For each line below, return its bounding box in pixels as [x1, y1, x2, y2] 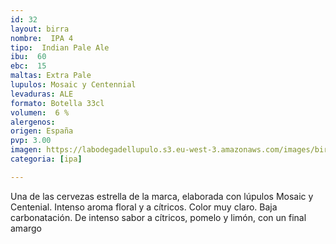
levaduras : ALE [10, 89, 74, 99]
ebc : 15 [10, 61, 47, 71]
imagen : [10, 145, 43, 155]
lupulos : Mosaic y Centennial [10, 80, 137, 90]
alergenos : [10, 117, 56, 127]
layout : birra [10, 24, 70, 34]
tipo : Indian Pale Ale [10, 42, 110, 53]
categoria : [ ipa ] [10, 154, 83, 164]
